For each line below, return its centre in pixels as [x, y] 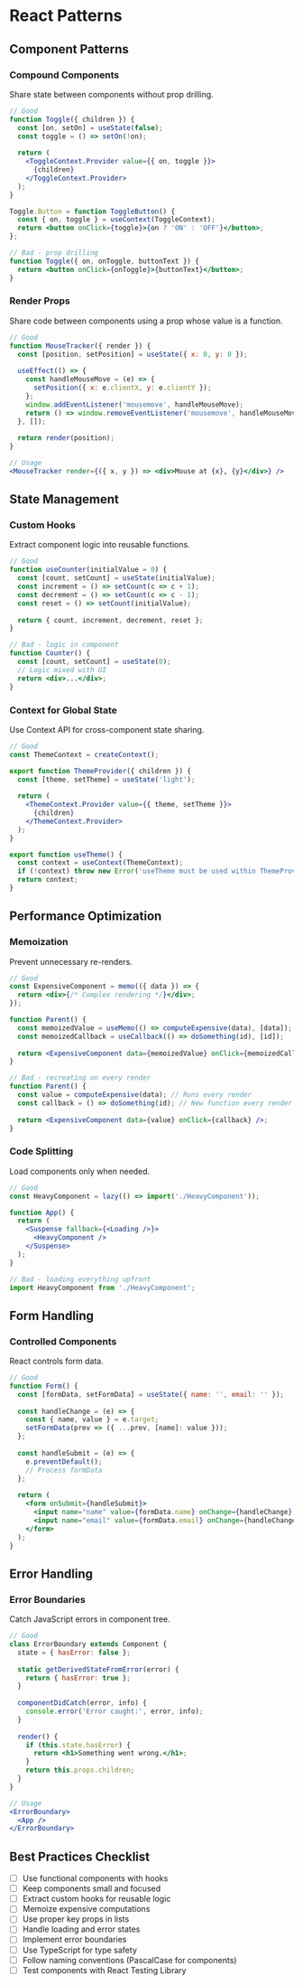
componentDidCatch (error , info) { [82, 1703]
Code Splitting [41, 1151]
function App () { [42, 1213]
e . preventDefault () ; [64, 1461]
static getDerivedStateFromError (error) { [98, 1669]
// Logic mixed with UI [62, 669]
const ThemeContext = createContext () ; [84, 754]
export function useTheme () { [66, 855]
